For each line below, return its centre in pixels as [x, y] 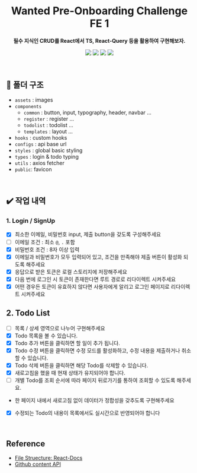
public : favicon [33, 169]
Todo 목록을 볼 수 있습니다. [46, 335]
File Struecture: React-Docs [49, 458]
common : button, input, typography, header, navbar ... [88, 112]
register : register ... [49, 119]
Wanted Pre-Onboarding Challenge [99, 11]
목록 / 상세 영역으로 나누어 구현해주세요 [60, 328]
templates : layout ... [48, 131]
